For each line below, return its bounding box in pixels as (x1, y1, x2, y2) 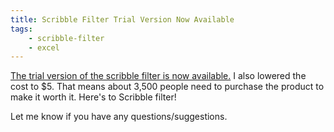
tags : (10, 24, 33, 34)
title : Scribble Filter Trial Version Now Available (10, 14, 235, 25)
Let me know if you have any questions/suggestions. (10, 111, 228, 123)
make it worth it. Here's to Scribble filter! (10, 91, 177, 103)
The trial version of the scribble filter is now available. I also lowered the (10, 70, 307, 82)
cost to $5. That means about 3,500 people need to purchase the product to (10, 81, 325, 93)
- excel (28, 42, 60, 53)
